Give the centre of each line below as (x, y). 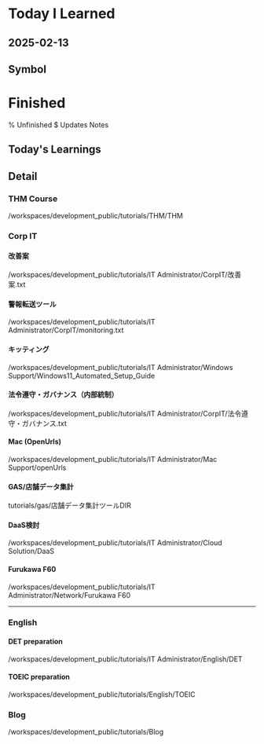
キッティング (29, 349)
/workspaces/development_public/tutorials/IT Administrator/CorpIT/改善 (125, 275)
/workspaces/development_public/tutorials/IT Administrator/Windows (121, 367)
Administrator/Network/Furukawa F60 (70, 595)
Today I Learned (62, 14)
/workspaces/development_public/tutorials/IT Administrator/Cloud (115, 543)
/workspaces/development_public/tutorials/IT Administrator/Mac (113, 459)
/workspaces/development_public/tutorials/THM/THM (95, 215)
